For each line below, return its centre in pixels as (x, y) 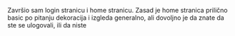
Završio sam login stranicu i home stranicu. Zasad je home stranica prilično (117, 10)
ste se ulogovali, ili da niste (47, 25)
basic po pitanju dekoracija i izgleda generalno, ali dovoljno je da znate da (116, 18)
